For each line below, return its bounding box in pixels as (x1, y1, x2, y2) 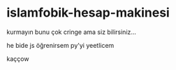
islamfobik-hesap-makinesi (6, 5, 170, 21)
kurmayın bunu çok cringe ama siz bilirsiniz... (6, 28, 137, 36)
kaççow (6, 54, 29, 63)
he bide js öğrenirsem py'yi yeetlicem (6, 41, 115, 49)
